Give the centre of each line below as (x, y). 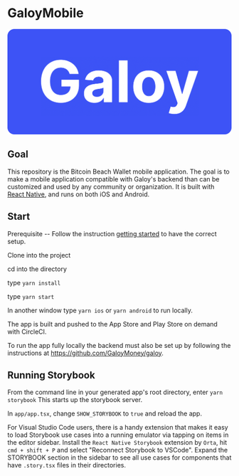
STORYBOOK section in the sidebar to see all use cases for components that (119, 458)
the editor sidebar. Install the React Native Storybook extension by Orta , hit (117, 443)
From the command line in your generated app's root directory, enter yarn (115, 392)
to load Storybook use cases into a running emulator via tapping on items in (118, 435)
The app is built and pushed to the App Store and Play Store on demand (113, 324)
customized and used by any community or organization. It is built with (111, 186)
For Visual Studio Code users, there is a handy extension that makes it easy (118, 428)
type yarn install (34, 282)
